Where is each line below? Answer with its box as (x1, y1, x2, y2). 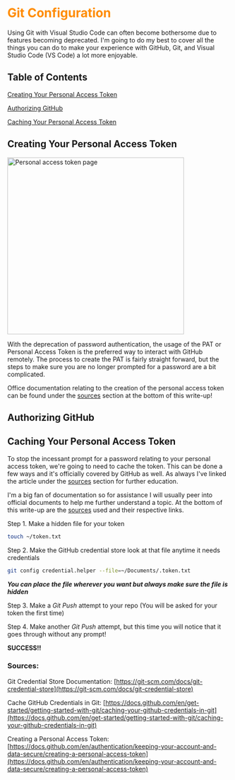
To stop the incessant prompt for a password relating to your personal (7, 454, 211, 462)
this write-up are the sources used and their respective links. (7, 506, 184, 514)
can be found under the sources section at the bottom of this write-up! (7, 391, 213, 400)
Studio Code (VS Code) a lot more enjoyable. (7, 51, 138, 59)
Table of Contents (7, 71, 88, 83)
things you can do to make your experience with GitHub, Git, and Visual (7, 43, 215, 52)
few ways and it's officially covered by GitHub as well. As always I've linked (7, 469, 227, 478)
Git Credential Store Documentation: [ (7, 677, 116, 685)
